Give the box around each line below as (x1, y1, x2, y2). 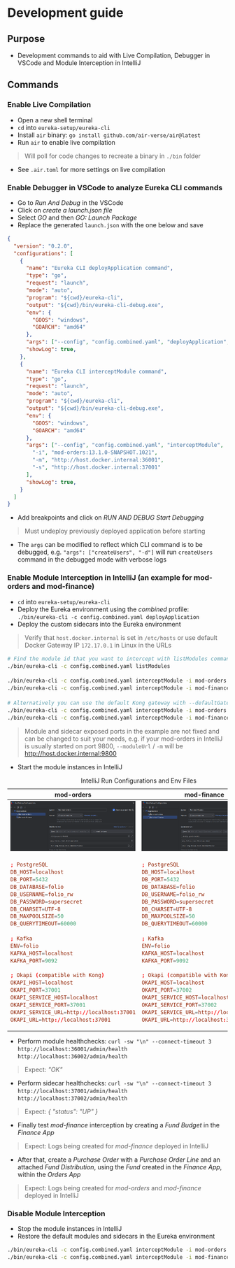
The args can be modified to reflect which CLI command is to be (17, 541, 203, 549)
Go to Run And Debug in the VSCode (17, 198, 124, 207)
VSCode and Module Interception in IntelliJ (17, 59, 141, 67)
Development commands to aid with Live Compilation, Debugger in (17, 51, 211, 59)
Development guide (7, 5, 124, 21)
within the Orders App (17, 1170, 81, 1178)
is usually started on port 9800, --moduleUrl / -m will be (24, 741, 183, 750)
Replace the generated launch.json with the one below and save (17, 220, 204, 229)
